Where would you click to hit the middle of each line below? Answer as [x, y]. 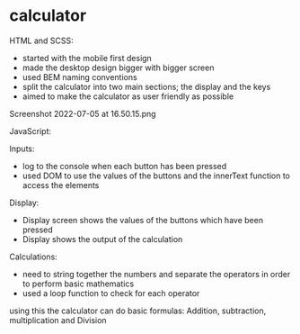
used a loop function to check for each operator [111, 293]
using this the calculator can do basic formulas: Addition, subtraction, [138, 311]
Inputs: [22, 149]
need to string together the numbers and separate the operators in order [156, 274]
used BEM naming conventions [79, 77]
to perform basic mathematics [78, 284]
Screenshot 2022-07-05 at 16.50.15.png [83, 113]
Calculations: [34, 257]
